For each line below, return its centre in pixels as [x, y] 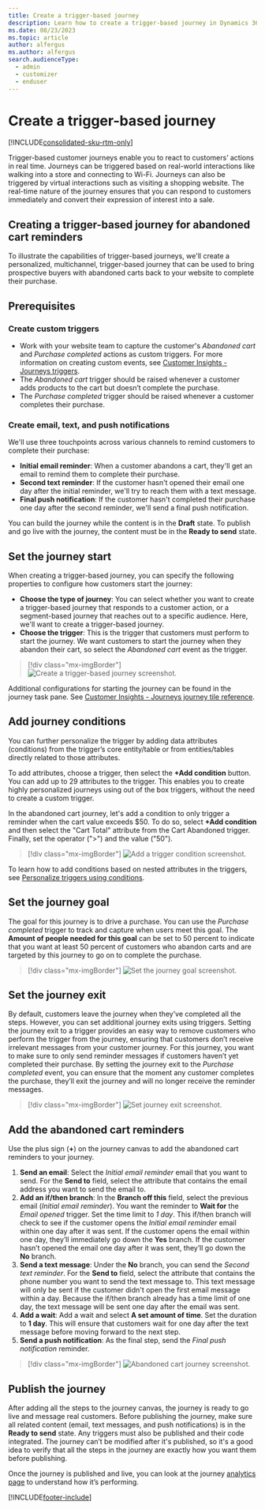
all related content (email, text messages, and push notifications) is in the [127, 1425]
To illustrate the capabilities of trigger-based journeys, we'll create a [119, 256]
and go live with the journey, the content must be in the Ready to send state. [132, 532]
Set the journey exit [57, 995]
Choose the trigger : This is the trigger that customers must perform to [134, 633]
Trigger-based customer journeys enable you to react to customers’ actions [131, 158]
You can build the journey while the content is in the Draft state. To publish [129, 523]
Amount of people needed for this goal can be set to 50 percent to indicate [131, 938]
